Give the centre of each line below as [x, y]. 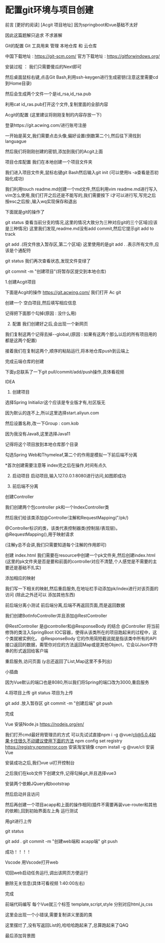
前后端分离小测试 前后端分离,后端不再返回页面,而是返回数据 [65, 605]
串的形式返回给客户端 [27, 651]
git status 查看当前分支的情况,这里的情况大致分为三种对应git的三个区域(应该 [82, 222]
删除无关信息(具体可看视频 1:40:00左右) [45, 883]
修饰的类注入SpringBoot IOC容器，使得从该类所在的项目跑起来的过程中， [79, 632]
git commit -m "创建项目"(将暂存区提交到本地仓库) [56, 271]
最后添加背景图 [20, 936]
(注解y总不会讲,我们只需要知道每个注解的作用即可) [56, 544]
